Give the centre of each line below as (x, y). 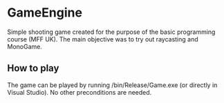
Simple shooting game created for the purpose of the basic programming (111, 32)
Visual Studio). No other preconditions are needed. (80, 92)
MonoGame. (25, 46)
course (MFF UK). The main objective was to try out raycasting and (103, 39)
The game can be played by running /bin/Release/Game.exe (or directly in (112, 85)
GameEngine (45, 13)
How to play (33, 68)
